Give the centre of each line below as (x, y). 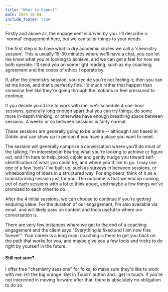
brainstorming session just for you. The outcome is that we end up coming (82, 179)
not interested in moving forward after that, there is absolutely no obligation (83, 279)
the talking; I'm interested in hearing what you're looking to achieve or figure (84, 152)
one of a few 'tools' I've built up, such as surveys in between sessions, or (81, 168)
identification (19, 163)
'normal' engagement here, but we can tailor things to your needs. (73, 39)
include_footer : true (28, 19)
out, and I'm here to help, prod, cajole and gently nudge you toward (75, 157)
